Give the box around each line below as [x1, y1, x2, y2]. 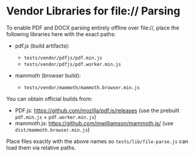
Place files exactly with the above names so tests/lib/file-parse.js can [6, 137, 189, 145]
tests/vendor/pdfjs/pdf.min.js [23, 55, 103, 61]
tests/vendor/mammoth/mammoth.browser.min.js [23, 84, 140, 91]
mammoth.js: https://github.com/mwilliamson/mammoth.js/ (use [14, 119, 174, 127]
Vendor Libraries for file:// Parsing [6, 4, 181, 18]
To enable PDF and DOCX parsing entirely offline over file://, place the [6, 24, 180, 31]
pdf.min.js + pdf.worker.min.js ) [14, 113, 97, 120]
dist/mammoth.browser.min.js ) [14, 126, 90, 133]
